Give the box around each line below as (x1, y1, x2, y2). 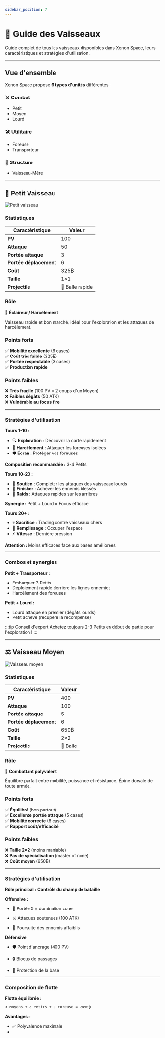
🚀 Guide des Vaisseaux (5, 28, 101, 39)
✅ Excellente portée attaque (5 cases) (5, 812, 84, 818)
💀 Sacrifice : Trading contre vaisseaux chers (12, 519, 102, 525)
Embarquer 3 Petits (12, 580, 52, 585)
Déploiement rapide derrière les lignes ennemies (12, 584, 111, 591)
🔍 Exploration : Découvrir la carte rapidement (12, 437, 106, 443)
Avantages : (5, 1014, 30, 1020)
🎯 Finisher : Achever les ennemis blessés (12, 486, 96, 491)
